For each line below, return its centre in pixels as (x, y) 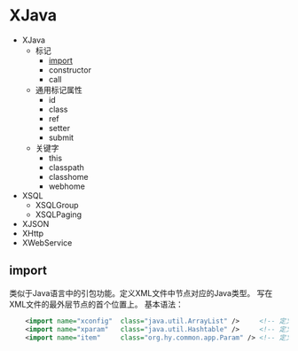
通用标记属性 (59, 90)
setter (59, 128)
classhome (68, 176)
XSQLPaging (59, 214)
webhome (67, 186)
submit (61, 137)
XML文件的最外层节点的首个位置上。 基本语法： (97, 304)
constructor (70, 70)
